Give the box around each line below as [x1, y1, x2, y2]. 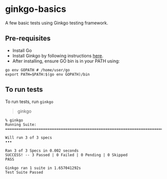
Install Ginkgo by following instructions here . [12, 53, 103, 59]
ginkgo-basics [5, 3, 66, 15]
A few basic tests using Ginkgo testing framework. [5, 20, 108, 26]
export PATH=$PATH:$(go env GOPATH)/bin [5, 72, 90, 77]
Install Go [12, 47, 32, 53]
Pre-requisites [5, 34, 51, 43]
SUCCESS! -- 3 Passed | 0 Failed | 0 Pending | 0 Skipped [5, 152, 128, 157]
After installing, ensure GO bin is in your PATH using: [12, 58, 120, 64]
